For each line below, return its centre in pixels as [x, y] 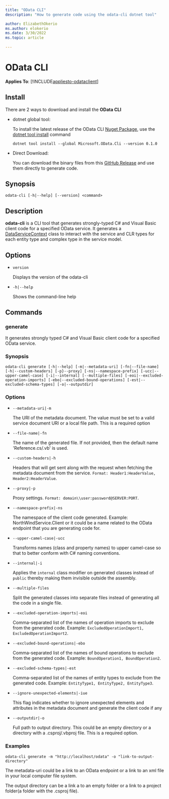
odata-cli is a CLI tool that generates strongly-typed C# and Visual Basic [81, 223]
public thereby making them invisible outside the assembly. [74, 578]
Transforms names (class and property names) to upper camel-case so [87, 548]
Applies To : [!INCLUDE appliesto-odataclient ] [52, 81]
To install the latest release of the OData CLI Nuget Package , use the [84, 129]
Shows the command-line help [44, 297]
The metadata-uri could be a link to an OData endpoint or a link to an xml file [84, 770]
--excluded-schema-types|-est [44, 669]
